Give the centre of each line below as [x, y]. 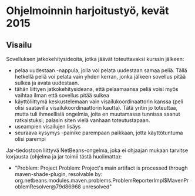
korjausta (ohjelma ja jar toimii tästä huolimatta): [64, 156]
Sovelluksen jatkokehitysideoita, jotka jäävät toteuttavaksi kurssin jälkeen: [95, 59]
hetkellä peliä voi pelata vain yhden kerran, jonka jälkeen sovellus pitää [100, 77]
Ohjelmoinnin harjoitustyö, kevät [88, 11]
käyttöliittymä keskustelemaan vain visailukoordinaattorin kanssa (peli [99, 102]
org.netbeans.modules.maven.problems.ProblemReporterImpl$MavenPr [102, 180]
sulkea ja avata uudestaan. [47, 83]
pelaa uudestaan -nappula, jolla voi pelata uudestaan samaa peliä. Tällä [101, 70]
